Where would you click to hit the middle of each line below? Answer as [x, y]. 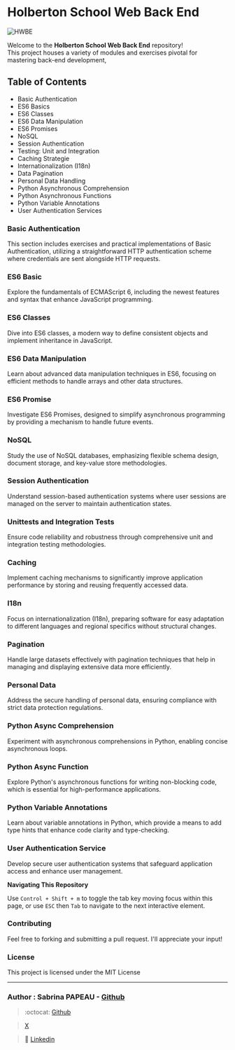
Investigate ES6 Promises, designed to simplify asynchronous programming [116, 414]
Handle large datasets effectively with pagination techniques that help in [111, 659]
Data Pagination [40, 173]
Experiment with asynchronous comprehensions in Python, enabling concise [117, 741]
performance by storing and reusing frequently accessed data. [98, 585]
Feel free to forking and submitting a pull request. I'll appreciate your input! [115, 939]
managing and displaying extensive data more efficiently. [90, 667]
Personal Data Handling [51, 181]
